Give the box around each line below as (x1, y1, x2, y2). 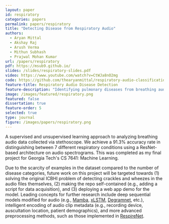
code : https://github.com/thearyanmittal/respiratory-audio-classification (5, 78, 167, 83)
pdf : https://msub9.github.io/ (5, 63, 71, 68)
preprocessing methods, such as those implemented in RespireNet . (5, 212, 145, 219)
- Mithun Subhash (10, 49, 46, 54)
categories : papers (5, 17, 46, 22)
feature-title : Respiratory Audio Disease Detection (5, 82, 118, 87)
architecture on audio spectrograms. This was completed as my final (19, 150, 162, 156)
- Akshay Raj (10, 40, 37, 45)
